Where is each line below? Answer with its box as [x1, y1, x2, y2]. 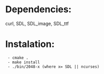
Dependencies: [5, 4, 72, 15]
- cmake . [7, 55, 29, 60]
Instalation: [5, 38, 55, 50]
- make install [7, 60, 40, 65]
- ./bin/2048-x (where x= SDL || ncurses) [7, 64, 100, 69]
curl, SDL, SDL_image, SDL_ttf [5, 20, 69, 27]
